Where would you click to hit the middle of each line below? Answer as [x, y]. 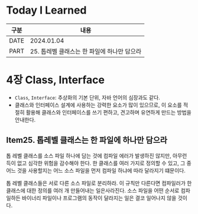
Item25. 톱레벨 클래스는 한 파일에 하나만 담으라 [87, 140]
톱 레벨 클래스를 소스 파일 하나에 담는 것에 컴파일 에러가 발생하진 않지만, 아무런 [97, 155]
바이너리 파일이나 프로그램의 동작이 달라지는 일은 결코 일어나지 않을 [99, 198]
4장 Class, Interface [56, 80]
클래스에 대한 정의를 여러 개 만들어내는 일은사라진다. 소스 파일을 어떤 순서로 [93, 190]
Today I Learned [46, 10]
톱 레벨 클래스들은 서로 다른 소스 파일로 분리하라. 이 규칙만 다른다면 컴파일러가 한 [99, 183]
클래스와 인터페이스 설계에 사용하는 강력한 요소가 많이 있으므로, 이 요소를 [98, 105]
